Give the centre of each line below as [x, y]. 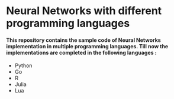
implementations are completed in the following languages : [81, 52]
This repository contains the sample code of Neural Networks [83, 40]
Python [23, 65]
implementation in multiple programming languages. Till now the [87, 46]
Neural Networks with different [84, 11]
